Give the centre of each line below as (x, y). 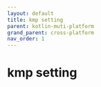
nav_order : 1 (26, 39)
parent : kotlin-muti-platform (51, 26)
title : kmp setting (35, 20)
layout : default (30, 13)
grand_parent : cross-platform (51, 33)
